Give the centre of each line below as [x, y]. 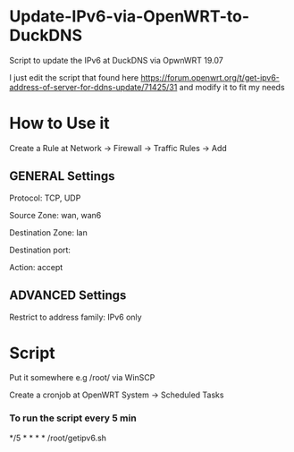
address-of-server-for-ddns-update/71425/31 [93, 87]
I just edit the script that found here [74, 77]
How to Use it [59, 124]
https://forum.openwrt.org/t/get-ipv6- [210, 77]
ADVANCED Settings [68, 296]
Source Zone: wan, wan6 [55, 215]
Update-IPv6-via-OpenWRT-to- [130, 17]
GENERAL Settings [62, 176]
